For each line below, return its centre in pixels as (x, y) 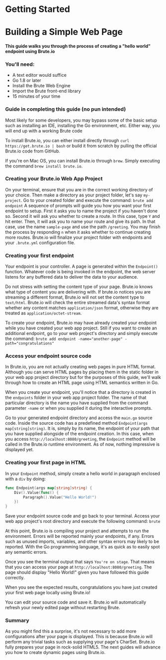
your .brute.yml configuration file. (40, 242)
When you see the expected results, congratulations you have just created (81, 587)
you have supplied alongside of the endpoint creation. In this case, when (80, 434)
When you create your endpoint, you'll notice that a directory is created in (81, 392)
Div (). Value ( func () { (36, 493)
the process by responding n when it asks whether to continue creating (78, 232)
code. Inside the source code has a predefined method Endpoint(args (77, 423)
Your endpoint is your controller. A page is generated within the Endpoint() (82, 266)
